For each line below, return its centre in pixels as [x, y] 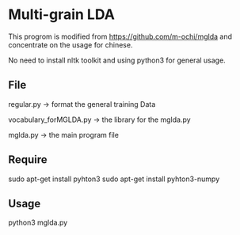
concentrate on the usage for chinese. [70, 44]
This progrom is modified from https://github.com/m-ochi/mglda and [120, 36]
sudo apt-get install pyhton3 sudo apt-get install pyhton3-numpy [114, 179]
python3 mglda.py [38, 222]
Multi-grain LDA [61, 15]
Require [28, 160]
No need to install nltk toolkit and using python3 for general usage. [117, 60]
